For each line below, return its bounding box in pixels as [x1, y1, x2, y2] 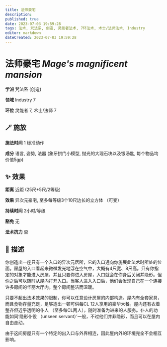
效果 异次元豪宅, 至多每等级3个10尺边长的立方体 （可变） [5, 197, 122, 203]
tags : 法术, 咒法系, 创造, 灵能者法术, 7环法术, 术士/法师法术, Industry [5, 26, 146, 31]
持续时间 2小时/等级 [5, 208, 46, 214]
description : [5, 12, 32, 17]
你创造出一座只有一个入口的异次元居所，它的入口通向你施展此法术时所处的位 [5, 259, 162, 265]
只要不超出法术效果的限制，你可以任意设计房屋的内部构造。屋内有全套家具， [5, 295, 162, 301]
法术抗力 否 [5, 229, 28, 235]
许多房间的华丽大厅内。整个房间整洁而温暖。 [5, 284, 97, 290]
